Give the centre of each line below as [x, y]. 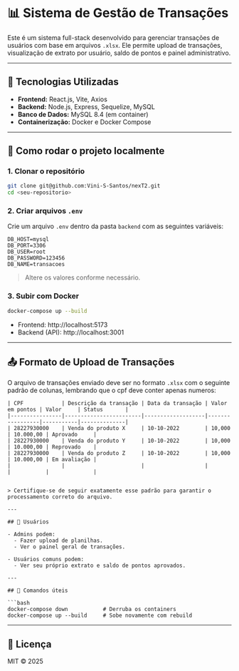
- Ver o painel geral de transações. [70, 547]
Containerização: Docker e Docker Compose [84, 122]
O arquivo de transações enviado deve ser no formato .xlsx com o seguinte [119, 383]
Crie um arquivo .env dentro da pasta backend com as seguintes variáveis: [116, 226]
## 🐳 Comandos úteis [38, 591]
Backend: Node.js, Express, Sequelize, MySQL [86, 106]
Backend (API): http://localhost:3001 [71, 332]
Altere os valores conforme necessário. [83, 277]
